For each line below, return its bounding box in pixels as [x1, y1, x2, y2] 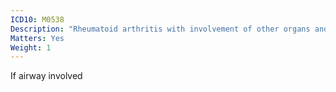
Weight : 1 [10, 42, 52, 53]
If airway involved [10, 70, 83, 82]
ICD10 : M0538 [10, 14, 65, 25]
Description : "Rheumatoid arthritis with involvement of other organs [10, 24, 311, 34]
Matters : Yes [10, 33, 65, 43]
